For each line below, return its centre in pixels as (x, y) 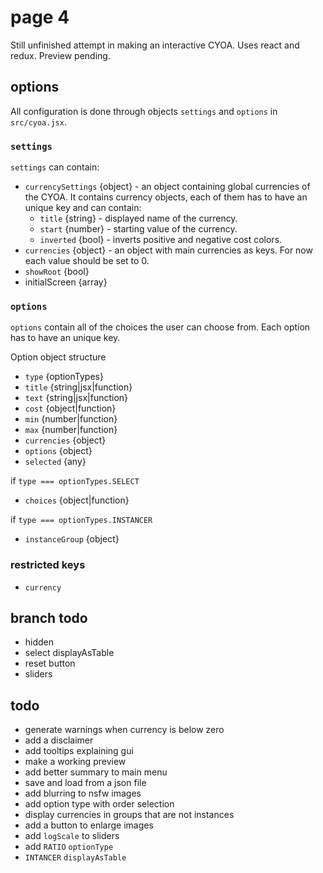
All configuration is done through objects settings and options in (144, 111)
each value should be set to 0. (87, 261)
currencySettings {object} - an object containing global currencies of (167, 187)
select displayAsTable (69, 653)
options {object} (58, 451)
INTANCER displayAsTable (75, 858)
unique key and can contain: (83, 208)
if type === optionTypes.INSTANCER (81, 520)
